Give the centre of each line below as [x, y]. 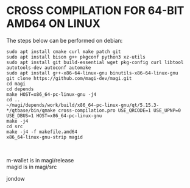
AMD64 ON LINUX [53, 23]
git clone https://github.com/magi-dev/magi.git [69, 78]
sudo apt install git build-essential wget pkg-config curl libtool [95, 62]
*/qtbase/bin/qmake [31, 110]
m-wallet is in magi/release [40, 160]
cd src [15, 126]
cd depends [20, 89]
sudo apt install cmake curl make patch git [64, 52]
